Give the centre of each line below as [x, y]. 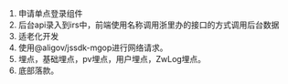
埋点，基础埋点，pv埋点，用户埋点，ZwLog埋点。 [112, 59]
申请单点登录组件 [50, 13]
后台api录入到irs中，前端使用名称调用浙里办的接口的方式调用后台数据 [149, 25]
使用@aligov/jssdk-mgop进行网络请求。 [93, 47]
